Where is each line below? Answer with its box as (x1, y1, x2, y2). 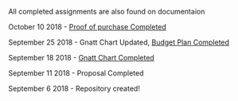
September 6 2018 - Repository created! (8, 84, 141, 93)
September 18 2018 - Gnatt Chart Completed (8, 53, 155, 62)
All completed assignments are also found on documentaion (8, 7, 205, 16)
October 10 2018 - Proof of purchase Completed (8, 22, 167, 31)
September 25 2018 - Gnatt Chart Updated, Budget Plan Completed (8, 37, 229, 47)
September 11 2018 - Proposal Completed (8, 68, 145, 78)
